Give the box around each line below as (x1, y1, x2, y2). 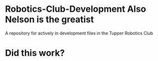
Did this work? (5, 48, 65, 59)
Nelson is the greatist (5, 14, 94, 25)
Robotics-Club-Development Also (5, 3, 146, 15)
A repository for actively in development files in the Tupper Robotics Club (5, 30, 154, 36)
